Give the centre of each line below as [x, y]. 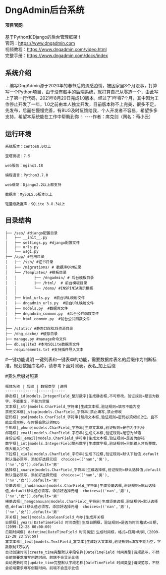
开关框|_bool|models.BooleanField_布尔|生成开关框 [55, 517]
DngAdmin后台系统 [45, 10]
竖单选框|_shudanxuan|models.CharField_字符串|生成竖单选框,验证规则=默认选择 [81, 486]
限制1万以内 [19, 547]
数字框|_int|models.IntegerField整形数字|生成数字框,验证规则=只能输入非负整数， [82, 443]
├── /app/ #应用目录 [25, 257]
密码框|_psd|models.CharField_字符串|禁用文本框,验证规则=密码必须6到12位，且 [80, 417]
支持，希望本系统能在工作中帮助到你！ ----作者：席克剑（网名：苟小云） [79, 116]
